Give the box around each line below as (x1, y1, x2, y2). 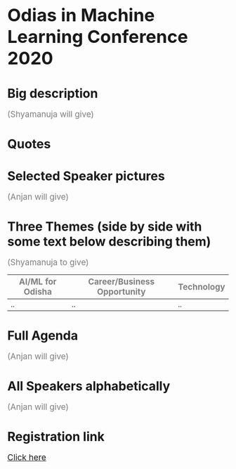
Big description (7, 86, 98, 102)
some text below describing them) (7, 233, 211, 250)
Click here (7, 451, 47, 463)
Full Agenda (7, 328, 79, 344)
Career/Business (87, 276, 155, 287)
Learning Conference (7, 25, 188, 48)
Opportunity (97, 286, 146, 297)
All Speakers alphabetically (7, 378, 171, 394)
